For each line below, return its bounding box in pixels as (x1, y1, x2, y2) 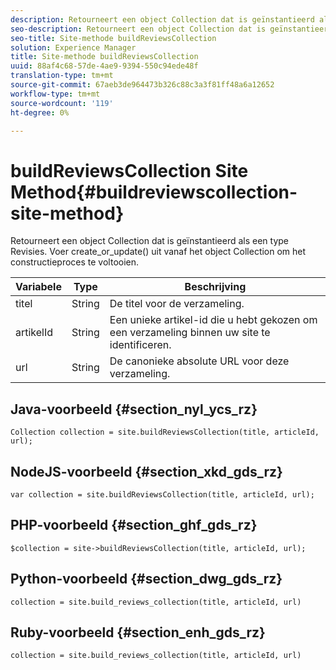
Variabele (15, 280, 62, 294)
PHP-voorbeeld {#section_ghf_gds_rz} (10, 517, 258, 534)
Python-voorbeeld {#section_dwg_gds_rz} (10, 571, 283, 588)
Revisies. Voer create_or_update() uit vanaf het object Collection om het (10, 246, 307, 258)
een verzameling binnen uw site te (109, 326, 271, 340)
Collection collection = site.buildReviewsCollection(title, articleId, (10, 427, 320, 438)
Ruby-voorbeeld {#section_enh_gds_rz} (10, 624, 266, 641)
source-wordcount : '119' (10, 98, 114, 108)
